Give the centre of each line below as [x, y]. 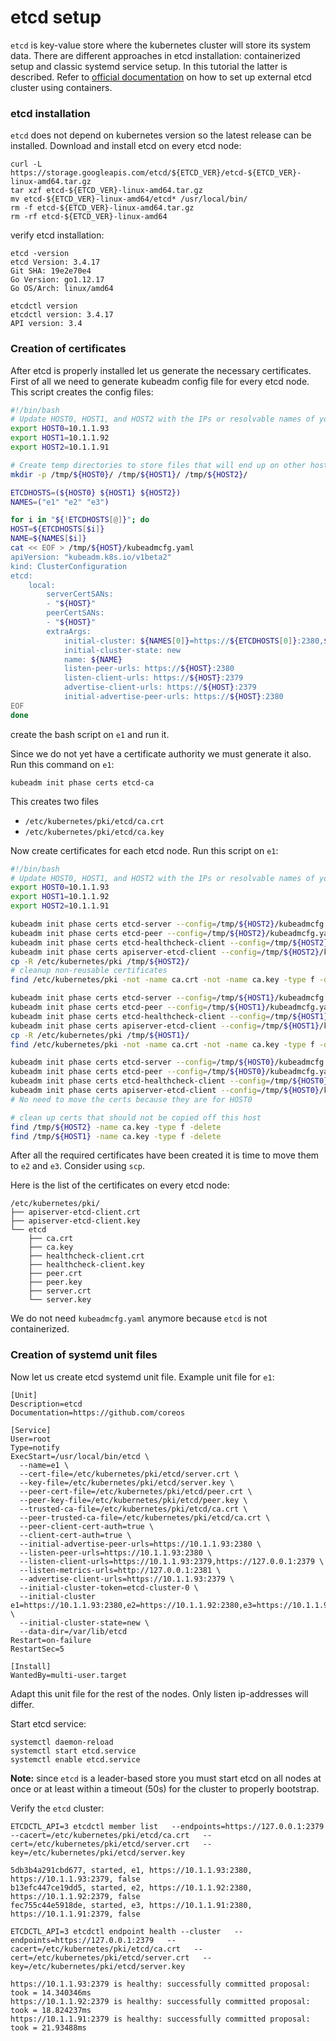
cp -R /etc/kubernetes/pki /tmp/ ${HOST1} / [100, 1035]
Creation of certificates [68, 349]
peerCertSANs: [75, 613]
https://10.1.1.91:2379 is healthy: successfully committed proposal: [160, 2019]
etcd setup [56, 17]
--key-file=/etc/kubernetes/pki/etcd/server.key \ [127, 1482]
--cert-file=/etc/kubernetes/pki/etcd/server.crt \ [129, 1474]
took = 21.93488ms [48, 2027]
